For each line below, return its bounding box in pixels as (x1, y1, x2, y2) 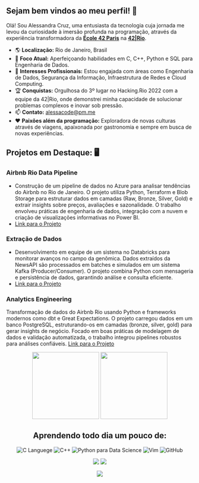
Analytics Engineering (6, 295, 72, 303)
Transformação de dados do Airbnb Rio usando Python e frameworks (6, 309, 176, 316)
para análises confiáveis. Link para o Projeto (6, 340, 115, 347)
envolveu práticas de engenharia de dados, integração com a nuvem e (14, 207, 188, 214)
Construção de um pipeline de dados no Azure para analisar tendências (14, 182, 191, 189)
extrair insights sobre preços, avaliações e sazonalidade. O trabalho (14, 201, 181, 208)
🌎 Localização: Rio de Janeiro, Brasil (14, 46, 108, 54)
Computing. (14, 80, 44, 87)
